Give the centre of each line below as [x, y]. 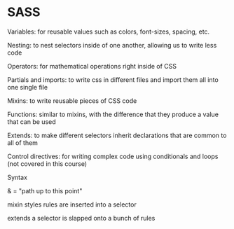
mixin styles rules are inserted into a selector [72, 204]
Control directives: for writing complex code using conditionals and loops [113, 156]
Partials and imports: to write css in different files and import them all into [113, 79]
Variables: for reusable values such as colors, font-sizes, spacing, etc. [109, 32]
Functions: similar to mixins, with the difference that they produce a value [113, 114]
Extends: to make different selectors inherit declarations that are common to [117, 135]
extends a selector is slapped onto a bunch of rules [81, 218]
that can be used [32, 122]
